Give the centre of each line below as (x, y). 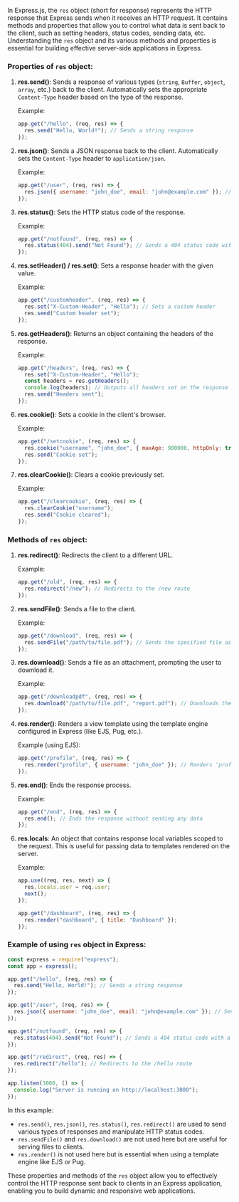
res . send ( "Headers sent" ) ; (64, 394)
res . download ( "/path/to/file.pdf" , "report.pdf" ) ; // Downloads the (128, 704)
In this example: (31, 1110)
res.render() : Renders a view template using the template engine (113, 724)
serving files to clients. (51, 1146)
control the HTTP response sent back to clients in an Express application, (115, 1183)
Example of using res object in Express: (77, 944)
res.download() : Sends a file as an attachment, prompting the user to (119, 663)
